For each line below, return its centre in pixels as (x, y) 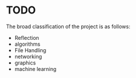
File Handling (30, 50)
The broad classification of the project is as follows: (68, 26)
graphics (25, 63)
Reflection (27, 38)
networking (28, 56)
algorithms (27, 44)
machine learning (35, 69)
